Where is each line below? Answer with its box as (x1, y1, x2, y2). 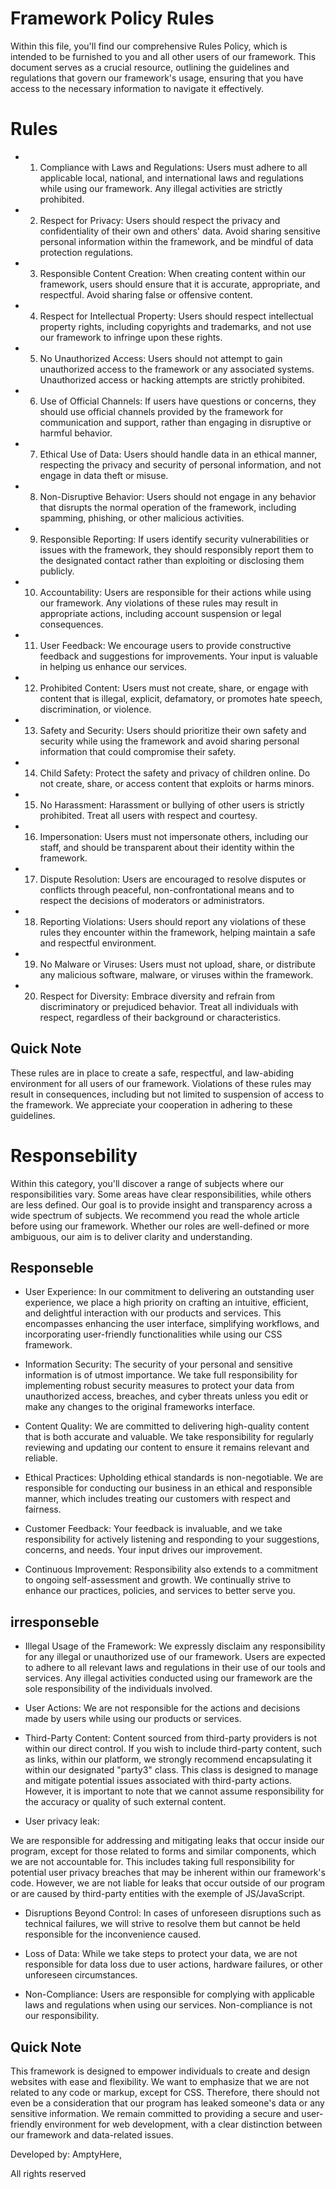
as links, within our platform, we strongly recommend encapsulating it (24, 1753, 312, 1766)
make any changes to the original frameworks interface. (24, 1401, 256, 1413)
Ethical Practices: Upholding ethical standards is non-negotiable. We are (24, 1472, 324, 1484)
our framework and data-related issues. (10, 2129, 174, 2141)
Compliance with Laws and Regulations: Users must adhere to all (39, 161, 308, 173)
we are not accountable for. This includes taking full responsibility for (10, 1856, 295, 1868)
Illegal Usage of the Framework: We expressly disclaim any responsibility (24, 1640, 326, 1652)
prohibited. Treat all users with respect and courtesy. (39, 809, 258, 821)
